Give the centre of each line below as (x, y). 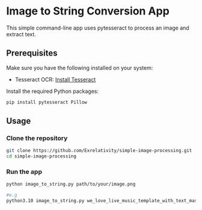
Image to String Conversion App (88, 11)
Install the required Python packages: (53, 91)
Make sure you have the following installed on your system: (80, 68)
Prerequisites (32, 53)
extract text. (21, 34)
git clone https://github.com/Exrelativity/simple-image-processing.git (99, 151)
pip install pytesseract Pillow (47, 102)
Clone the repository (37, 138)
